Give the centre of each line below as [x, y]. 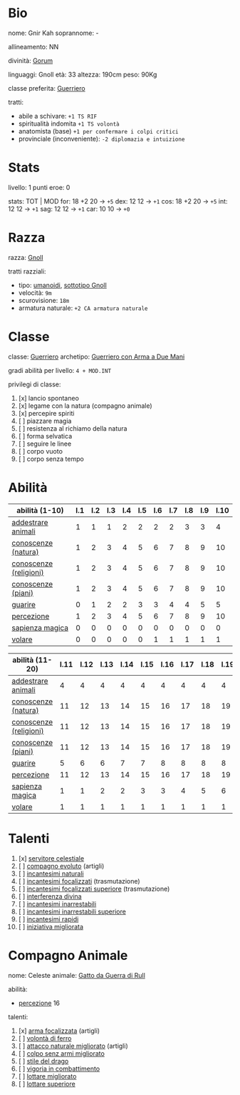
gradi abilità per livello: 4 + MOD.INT [60, 370]
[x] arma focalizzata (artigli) [59, 1031]
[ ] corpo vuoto [41, 451]
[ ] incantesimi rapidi [48, 919]
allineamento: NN [33, 46]
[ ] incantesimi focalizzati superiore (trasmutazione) [94, 889]
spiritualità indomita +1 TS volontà [69, 124]
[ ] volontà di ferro [45, 1038]
